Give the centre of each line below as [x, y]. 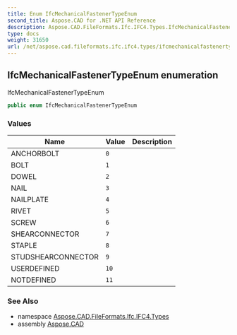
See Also [23, 301]
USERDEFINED [35, 268]
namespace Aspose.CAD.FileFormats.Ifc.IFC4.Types [93, 317]
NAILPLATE [30, 199]
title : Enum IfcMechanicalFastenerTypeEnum [72, 14]
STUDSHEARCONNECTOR [55, 257]
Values [19, 123]
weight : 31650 [28, 40]
